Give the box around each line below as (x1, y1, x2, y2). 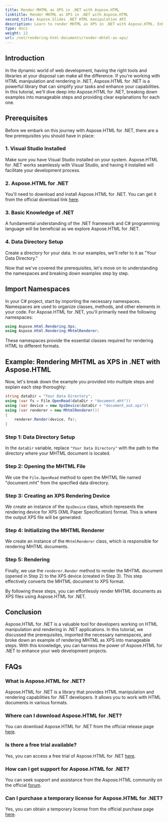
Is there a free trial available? (5, 742, 77, 749)
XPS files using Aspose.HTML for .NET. (5, 593, 86, 599)
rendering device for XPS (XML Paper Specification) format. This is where (5, 509, 157, 515)
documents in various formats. (5, 699, 68, 706)
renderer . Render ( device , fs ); (14, 417, 77, 422)
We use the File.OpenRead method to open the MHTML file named (5, 474, 141, 480)
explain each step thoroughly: (5, 384, 66, 390)
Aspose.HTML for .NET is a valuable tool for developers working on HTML (5, 621, 158, 627)
